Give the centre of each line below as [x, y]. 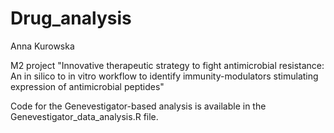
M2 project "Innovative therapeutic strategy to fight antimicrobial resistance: [167, 65]
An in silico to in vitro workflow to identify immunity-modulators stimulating [164, 76]
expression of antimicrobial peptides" [87, 86]
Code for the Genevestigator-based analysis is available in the [138, 106]
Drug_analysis [71, 18]
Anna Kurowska [42, 46]
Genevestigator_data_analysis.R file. [84, 116]
